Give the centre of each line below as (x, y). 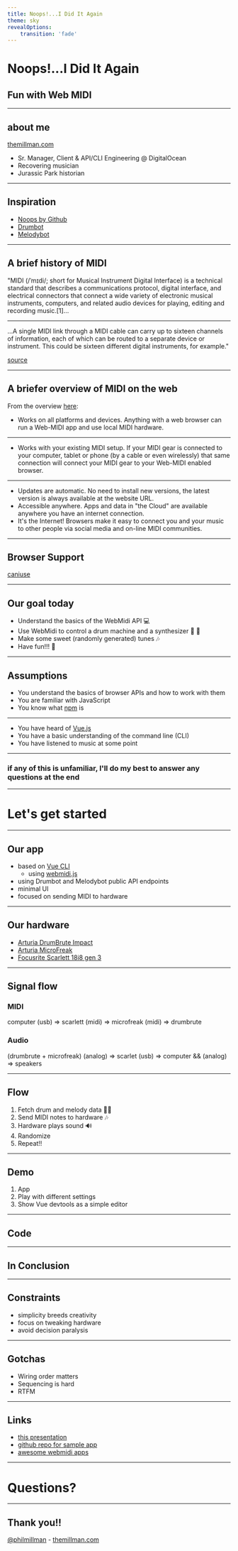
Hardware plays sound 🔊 (55, 1125)
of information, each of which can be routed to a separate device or (106, 339)
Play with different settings (57, 1197)
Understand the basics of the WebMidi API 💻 (84, 621)
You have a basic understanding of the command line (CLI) (103, 735)
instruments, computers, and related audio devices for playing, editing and (116, 303)
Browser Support (46, 557)
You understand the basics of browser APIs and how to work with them (121, 692)
